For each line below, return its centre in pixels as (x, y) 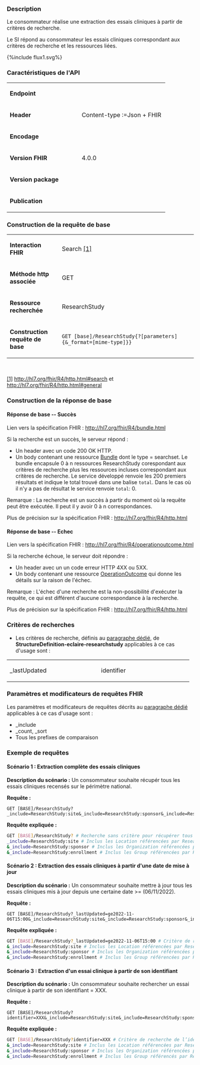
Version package (34, 179)
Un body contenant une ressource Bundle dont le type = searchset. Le (101, 457)
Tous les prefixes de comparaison (57, 737)
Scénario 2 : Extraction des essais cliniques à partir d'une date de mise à (98, 866)
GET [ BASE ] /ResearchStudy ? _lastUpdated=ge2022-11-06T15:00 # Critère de (99, 941)
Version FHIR (28, 158)
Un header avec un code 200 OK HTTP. (64, 451)
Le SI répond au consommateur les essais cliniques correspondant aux (93, 40)
